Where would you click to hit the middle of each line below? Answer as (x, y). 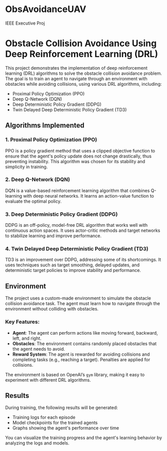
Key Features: (22, 322)
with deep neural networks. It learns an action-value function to (88, 196)
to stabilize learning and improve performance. (53, 236)
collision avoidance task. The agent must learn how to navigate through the (83, 304)
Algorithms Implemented (45, 126)
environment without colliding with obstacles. (52, 309)
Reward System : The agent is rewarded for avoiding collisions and (81, 354)
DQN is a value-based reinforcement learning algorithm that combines (77, 190)
